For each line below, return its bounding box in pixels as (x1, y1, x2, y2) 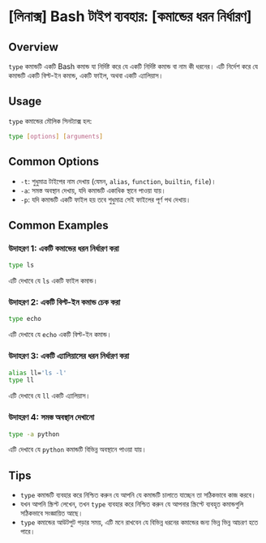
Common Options (8, 155, 100, 169)
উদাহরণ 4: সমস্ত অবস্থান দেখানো (8, 412, 95, 423)
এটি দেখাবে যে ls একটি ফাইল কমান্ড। (8, 276, 99, 286)
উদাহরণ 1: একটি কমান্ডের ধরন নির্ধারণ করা (8, 242, 119, 254)
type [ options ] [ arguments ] (8, 132, 104, 140)
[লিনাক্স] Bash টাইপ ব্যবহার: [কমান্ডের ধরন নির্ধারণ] (8, 7, 252, 26)
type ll (8, 376, 35, 384)
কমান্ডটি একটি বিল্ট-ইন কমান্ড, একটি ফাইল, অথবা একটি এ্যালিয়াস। (8, 71, 164, 80)
